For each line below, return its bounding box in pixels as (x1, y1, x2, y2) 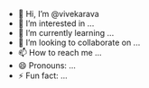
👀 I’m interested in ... (17, 18, 95, 29)
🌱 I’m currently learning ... (17, 28, 115, 38)
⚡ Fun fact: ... (17, 70, 68, 81)
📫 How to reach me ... (17, 48, 102, 57)
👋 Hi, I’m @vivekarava (17, 9, 99, 19)
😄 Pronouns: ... (17, 60, 77, 71)
